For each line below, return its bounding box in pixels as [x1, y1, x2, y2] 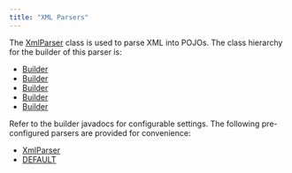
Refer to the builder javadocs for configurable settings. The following [9, 118, 260, 129]
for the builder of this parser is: [9, 46, 122, 57]
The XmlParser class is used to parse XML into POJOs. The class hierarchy [9, 37, 283, 48]
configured [9, 127, 50, 138]
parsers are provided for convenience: [50, 127, 191, 138]
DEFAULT [21, 154, 57, 164]
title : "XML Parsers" [9, 12, 89, 22]
